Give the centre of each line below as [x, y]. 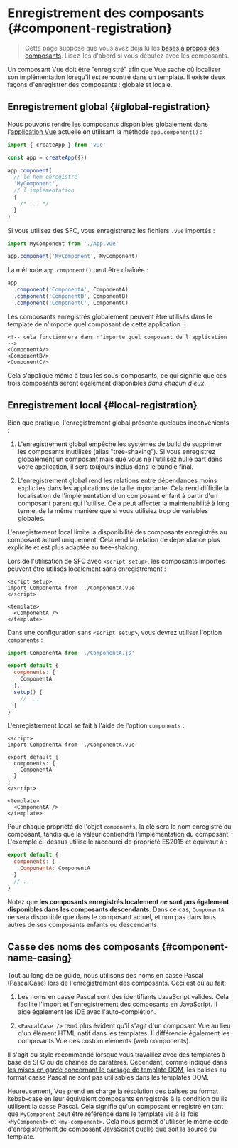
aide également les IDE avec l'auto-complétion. [87, 1012]
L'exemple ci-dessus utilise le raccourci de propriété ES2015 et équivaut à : [117, 842]
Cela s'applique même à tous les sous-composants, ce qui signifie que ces [117, 375]
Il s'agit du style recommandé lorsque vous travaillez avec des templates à [117, 1054]
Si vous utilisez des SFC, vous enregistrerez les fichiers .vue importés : [111, 230]
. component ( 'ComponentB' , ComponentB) [71, 296]
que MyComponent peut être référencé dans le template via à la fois [103, 1114]
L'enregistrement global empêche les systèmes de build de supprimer [120, 444]
